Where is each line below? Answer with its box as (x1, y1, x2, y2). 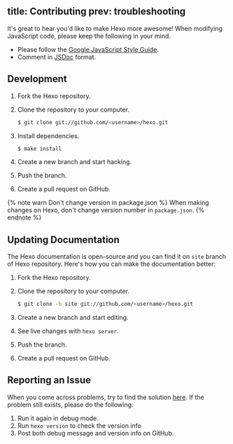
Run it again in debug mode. (17, 414, 99, 422)
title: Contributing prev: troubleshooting (7, 6, 186, 18)
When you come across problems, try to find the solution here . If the (7, 393, 204, 401)
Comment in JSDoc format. (17, 53, 97, 61)
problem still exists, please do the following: (7, 400, 134, 409)
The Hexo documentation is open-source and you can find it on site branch (7, 253, 226, 261)
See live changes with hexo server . (17, 327, 119, 335)
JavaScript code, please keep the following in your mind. (7, 32, 171, 40)
